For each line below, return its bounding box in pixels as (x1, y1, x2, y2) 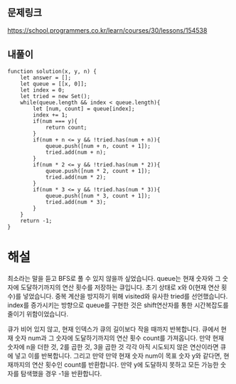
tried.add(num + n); (45, 149, 107, 156)
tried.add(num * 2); (45, 174, 107, 181)
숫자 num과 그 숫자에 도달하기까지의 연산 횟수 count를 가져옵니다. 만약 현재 (14, 334, 225, 342)
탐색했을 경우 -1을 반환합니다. (20, 369, 102, 378)
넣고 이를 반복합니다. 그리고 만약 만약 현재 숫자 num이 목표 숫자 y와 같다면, (14, 351, 222, 360)
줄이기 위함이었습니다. (7, 309, 69, 318)
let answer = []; (20, 74, 72, 81)
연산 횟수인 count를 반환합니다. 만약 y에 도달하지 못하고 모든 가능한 (31, 360, 219, 368)
